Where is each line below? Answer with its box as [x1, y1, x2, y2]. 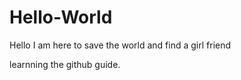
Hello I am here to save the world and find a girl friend [9, 39, 232, 51]
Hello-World [9, 6, 113, 29]
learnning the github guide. [9, 58, 121, 70]
